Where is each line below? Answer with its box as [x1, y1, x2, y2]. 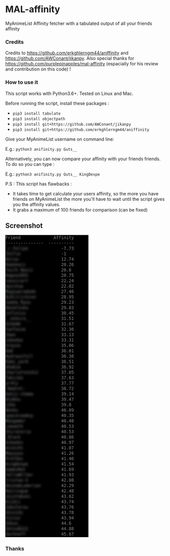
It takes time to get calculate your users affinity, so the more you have [12, 190, 159, 196]
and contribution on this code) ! [5, 66, 71, 72]
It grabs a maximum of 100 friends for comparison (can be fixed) [12, 206, 148, 213]
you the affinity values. [12, 201, 61, 207]
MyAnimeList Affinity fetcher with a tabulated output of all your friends [5, 20, 152, 26]
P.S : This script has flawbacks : [5, 181, 72, 187]
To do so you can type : [5, 161, 55, 167]
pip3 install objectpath [12, 116, 65, 121]
